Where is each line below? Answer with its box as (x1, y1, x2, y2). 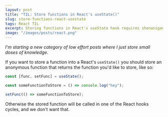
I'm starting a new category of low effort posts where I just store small (5, 44, 150, 50)
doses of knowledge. (5, 49, 48, 55)
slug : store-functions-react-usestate (5, 16, 86, 21)
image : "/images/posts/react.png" (5, 30, 77, 35)
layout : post (5, 7, 32, 12)
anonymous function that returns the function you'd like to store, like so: (5, 64, 153, 70)
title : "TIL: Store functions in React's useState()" (5, 12, 120, 17)
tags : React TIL (5, 21, 39, 26)
